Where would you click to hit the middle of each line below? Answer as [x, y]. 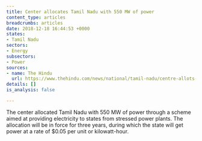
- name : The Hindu [29, 73]
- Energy [17, 51]
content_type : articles [36, 17]
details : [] [21, 85]
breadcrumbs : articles [35, 23]
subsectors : [21, 56]
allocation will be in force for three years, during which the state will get [95, 125]
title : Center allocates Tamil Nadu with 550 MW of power [80, 12]
